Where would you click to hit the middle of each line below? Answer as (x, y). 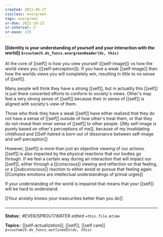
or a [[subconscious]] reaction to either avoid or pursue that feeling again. (79, 169)
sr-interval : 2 (20, 28)
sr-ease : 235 (18, 32)
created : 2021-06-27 (26, 9)
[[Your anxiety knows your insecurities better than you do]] (64, 198)
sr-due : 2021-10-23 (25, 23)
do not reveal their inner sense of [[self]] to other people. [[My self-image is (81, 124)
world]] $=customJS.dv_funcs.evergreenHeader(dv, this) (62, 53)
